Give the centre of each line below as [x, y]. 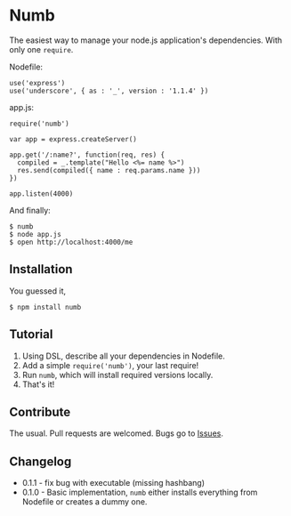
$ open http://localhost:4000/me [71, 242]
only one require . [41, 49]
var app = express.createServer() [73, 139]
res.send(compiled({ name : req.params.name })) [109, 170]
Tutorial [31, 335]
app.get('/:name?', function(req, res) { [87, 155]
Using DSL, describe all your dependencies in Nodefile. [123, 356]
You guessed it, [38, 291]
